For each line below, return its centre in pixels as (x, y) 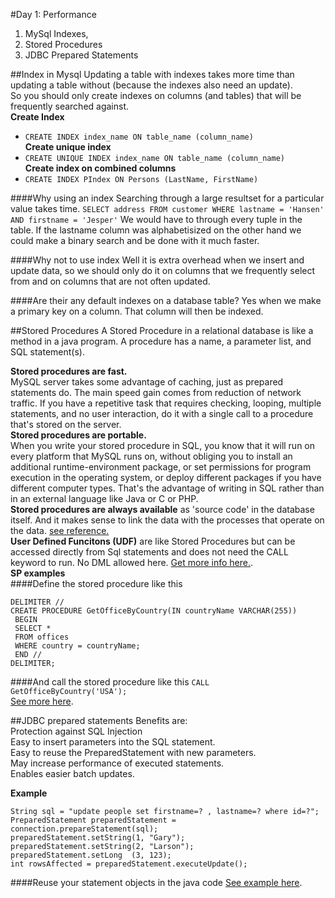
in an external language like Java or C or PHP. (104, 498)
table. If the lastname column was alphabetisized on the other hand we (156, 230)
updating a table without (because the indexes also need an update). (151, 85)
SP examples (38, 573)
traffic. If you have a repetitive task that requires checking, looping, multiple (166, 403)
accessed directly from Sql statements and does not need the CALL (149, 552)
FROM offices (42, 637)
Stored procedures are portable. (78, 435)
